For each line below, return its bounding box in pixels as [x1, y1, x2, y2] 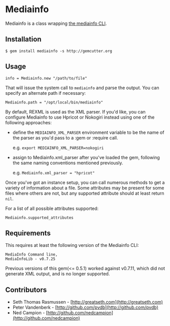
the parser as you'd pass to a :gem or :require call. [12, 134, 118, 140]
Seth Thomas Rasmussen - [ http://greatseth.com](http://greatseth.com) [12, 299, 163, 305]
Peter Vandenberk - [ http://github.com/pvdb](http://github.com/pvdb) [12, 304, 159, 310]
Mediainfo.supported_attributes [5, 215, 74, 220]
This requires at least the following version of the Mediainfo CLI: [5, 242, 139, 248]
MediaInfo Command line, [5, 252, 58, 257]
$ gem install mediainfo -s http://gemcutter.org [5, 48, 113, 54]
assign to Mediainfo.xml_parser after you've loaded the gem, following [12, 154, 160, 160]
